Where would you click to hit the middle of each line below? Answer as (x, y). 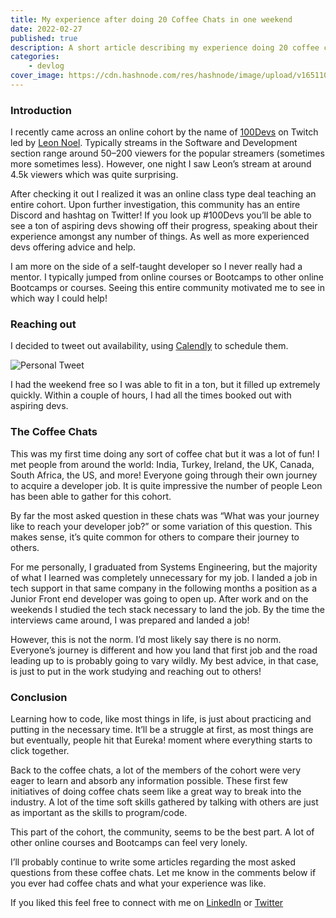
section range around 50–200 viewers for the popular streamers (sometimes (167, 153)
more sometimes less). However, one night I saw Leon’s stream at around (161, 164)
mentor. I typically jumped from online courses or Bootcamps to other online (167, 277)
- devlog (46, 66)
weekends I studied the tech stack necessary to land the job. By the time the (168, 609)
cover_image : (37, 76)
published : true (44, 38)
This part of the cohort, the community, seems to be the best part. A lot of (162, 832)
